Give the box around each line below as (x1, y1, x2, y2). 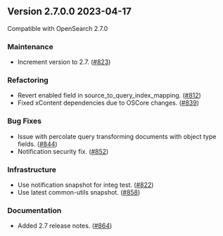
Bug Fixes (7, 116, 42, 126)
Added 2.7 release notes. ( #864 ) (17, 221, 113, 230)
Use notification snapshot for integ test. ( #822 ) (17, 181, 154, 189)
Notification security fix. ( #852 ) (17, 147, 109, 155)
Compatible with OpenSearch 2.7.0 (7, 24, 108, 32)
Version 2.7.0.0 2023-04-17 (7, 6, 132, 18)
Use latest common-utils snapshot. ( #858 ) (17, 188, 141, 196)
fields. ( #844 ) (17, 140, 58, 148)
